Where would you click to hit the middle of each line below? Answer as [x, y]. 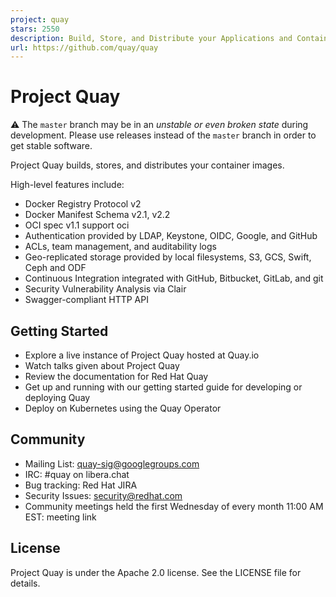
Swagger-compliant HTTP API [86, 300]
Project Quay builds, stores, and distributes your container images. [147, 165]
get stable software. [51, 146]
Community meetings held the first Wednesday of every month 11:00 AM [174, 506]
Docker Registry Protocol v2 [83, 204]
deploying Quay [57, 397]
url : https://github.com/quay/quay [84, 47]
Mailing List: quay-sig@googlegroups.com [112, 463]
